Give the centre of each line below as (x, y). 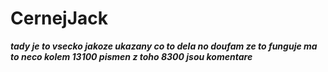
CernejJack (59, 18)
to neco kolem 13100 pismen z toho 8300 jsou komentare (131, 56)
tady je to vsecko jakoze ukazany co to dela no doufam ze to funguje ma (164, 46)
